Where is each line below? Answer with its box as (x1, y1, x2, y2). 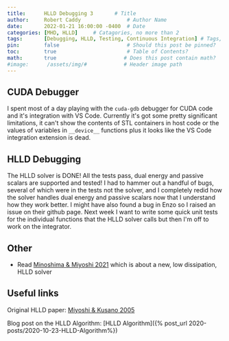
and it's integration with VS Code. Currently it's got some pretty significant (7, 112, 218, 120)
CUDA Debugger (7, 86, 80, 98)
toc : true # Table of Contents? (7, 49, 189, 55)
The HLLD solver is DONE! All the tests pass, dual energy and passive (7, 172, 204, 180)
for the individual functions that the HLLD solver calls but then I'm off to (7, 215, 209, 223)
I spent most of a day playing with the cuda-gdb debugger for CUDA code (7, 104, 213, 113)
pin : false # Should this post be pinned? (7, 42, 216, 49)
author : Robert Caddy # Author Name (7, 16, 167, 23)
